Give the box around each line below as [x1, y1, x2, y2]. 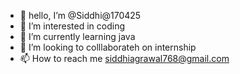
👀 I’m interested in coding [19, 20, 126, 32]
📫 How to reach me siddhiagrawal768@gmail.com [19, 53, 230, 64]
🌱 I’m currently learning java [19, 31, 136, 42]
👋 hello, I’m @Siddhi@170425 [19, 10, 142, 21]
